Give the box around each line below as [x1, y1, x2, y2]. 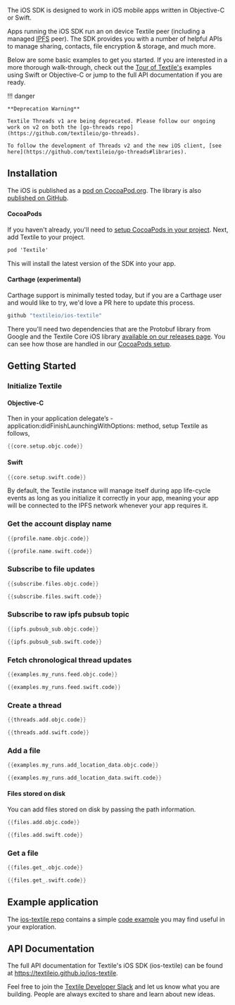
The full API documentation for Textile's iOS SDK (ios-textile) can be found [7, 961, 223, 970]
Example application [7, 897, 99, 909]
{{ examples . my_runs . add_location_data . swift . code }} [7, 774, 162, 781]
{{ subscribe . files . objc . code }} [7, 580, 99, 587]
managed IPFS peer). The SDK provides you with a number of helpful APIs [7, 34, 223, 43]
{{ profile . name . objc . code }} [7, 535, 90, 542]
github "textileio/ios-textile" [7, 312, 102, 320]
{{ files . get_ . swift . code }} [7, 876, 87, 884]
